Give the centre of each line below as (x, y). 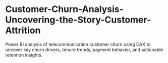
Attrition (23, 30)
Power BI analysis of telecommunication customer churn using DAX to (78, 44)
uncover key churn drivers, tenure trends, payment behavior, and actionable (84, 49)
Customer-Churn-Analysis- (64, 9)
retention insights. (24, 55)
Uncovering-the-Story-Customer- (78, 20)
